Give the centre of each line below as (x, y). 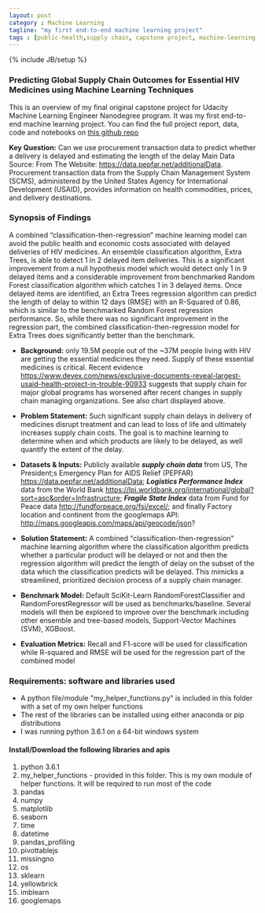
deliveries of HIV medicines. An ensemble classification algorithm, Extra (125, 252)
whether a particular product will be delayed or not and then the (123, 554)
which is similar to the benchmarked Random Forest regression (111, 310)
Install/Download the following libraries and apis (90, 749)
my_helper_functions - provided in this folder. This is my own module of (136, 775)
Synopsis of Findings (50, 218)
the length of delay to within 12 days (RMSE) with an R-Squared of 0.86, (125, 302)
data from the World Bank (62, 489)
